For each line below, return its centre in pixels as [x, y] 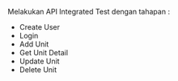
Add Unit [34, 44]
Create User [40, 27]
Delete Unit [38, 70]
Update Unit [39, 61]
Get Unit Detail [44, 53]
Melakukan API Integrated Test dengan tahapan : [89, 12]
